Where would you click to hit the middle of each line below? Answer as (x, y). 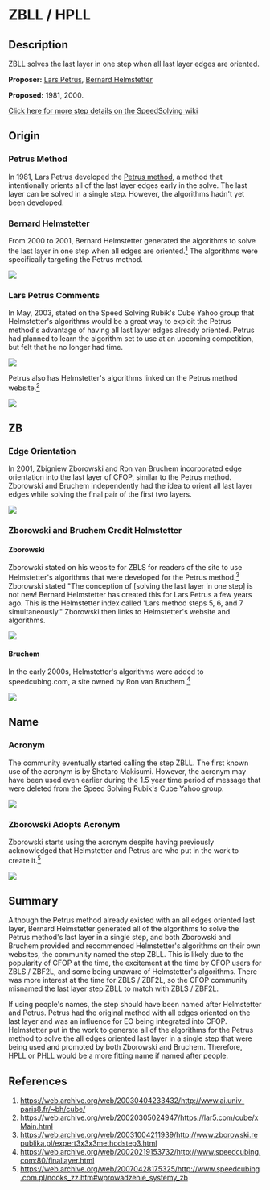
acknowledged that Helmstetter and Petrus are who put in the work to (124, 850)
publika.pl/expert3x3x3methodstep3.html (88, 1143)
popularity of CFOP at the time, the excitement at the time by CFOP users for (135, 963)
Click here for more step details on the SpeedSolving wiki (103, 111)
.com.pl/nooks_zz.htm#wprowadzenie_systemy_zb (104, 1178)
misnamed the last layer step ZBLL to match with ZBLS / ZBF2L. (114, 988)
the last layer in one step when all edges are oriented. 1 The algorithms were (133, 250)
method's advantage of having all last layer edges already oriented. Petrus (131, 330)
